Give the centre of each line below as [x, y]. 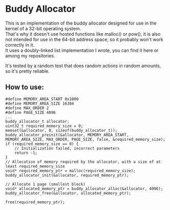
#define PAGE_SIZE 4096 [31, 112]
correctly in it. [20, 45]
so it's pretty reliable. [28, 71]
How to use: [25, 87]
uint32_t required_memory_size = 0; [44, 126]
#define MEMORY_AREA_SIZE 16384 [40, 103]
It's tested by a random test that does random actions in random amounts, [83, 66]
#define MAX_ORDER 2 [27, 108]
